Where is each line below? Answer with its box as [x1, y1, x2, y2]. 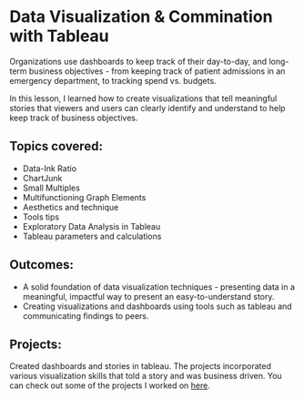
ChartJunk [22, 172, 63, 183]
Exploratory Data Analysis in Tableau [22, 221, 161, 231]
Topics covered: [9, 138, 103, 154]
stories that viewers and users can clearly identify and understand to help [9, 102, 286, 113]
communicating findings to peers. [22, 310, 149, 321]
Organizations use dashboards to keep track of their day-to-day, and [9, 56, 268, 67]
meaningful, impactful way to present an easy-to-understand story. [22, 291, 275, 302]
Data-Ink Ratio [22, 162, 77, 174]
